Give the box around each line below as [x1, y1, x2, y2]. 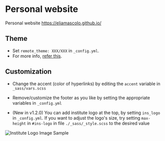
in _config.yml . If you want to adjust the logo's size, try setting [12, 115, 141, 121]
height [12, 121, 26, 126]
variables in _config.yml [12, 100, 62, 106]
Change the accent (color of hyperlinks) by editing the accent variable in [12, 81, 161, 87]
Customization [5, 67, 52, 76]
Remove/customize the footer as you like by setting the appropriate [12, 95, 150, 101]
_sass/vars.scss [12, 86, 46, 91]
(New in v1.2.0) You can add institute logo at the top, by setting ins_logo [12, 110, 161, 116]
